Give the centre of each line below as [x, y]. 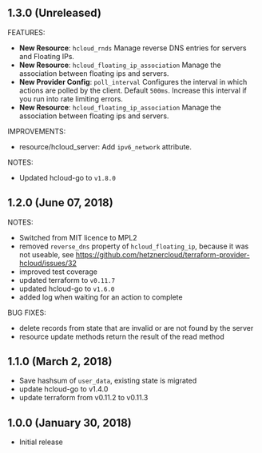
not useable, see [46, 254]
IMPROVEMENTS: [37, 131]
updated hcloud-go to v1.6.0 [67, 288]
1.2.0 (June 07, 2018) [60, 203]
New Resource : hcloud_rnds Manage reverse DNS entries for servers [133, 48]
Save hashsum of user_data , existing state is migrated [108, 381]
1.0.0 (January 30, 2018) [70, 423]
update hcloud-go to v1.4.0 [64, 389]
